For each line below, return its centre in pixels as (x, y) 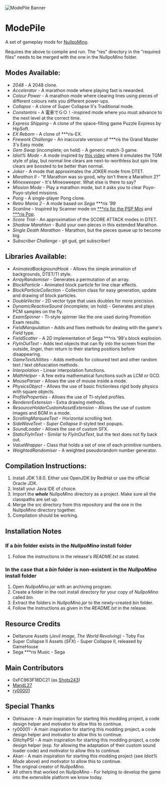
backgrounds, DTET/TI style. (42, 274)
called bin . (23, 598)
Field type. (23, 333)
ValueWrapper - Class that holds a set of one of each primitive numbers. (87, 445)
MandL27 (22, 685)
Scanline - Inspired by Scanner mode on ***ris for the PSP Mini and (82, 209)
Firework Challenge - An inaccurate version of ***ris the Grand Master (85, 139)
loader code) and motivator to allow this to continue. (66, 750)
